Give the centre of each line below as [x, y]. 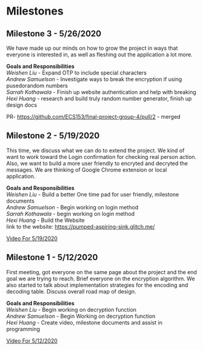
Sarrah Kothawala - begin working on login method [71, 214]
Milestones [35, 11]
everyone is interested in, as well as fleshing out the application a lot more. [99, 55]
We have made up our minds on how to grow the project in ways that [92, 48]
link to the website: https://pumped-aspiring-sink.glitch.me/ [81, 226]
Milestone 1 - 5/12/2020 [52, 257]
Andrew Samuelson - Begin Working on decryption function [81, 316]
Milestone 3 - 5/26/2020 [54, 34]
